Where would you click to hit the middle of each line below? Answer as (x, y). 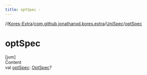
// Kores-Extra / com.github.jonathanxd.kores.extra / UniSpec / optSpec (73, 24)
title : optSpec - (23, 10)
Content (13, 62)
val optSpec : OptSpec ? (28, 67)
